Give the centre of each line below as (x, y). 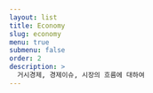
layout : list (33, 17)
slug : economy (36, 34)
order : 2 (25, 58)
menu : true (29, 42)
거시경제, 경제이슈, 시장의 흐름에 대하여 (81, 75)
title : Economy (37, 26)
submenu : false (37, 50)
